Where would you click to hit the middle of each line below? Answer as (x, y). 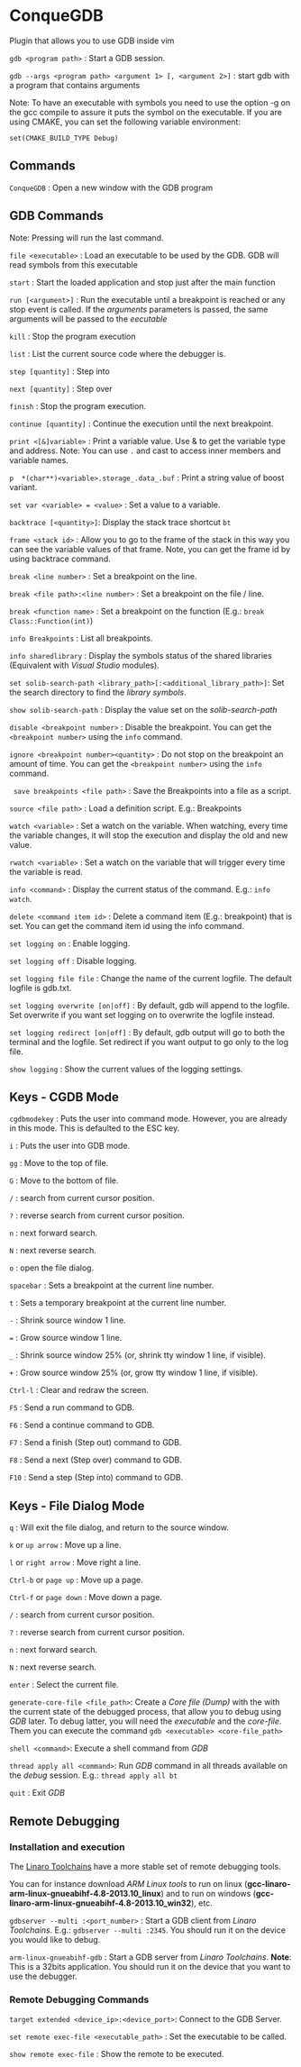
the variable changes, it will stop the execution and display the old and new (149, 835)
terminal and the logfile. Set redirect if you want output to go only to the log (149, 1042)
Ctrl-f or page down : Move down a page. (86, 1598)
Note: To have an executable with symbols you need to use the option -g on (150, 102)
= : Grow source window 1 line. (66, 1338)
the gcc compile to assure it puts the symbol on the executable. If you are (146, 112)
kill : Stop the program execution (73, 336)
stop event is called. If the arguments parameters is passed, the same (139, 309)
